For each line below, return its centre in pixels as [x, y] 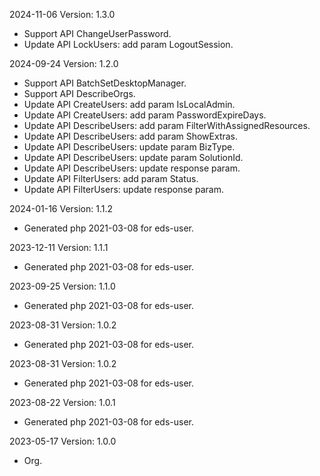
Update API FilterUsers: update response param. [123, 189]
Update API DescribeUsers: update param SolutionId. [133, 157]
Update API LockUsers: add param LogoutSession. [128, 44]
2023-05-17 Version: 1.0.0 [63, 441]
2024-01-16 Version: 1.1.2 [61, 208]
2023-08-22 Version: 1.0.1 [62, 402]
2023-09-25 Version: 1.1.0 [62, 286]
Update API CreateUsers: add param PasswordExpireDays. [145, 115]
